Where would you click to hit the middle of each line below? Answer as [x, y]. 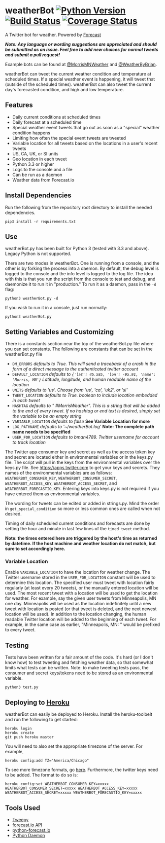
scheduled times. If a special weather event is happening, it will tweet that [80, 79]
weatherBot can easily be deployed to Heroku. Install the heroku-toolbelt [79, 714]
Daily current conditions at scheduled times [56, 117]
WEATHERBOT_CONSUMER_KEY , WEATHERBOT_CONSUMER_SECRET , [61, 478]
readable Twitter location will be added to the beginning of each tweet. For [81, 620]
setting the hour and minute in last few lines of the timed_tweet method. [78, 529]
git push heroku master [30, 737]
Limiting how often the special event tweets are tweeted [69, 138]
